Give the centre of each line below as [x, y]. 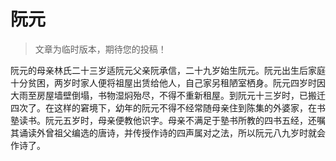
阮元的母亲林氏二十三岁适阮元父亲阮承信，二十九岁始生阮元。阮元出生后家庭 [168, 70]
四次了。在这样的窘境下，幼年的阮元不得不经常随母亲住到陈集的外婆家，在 [163, 107]
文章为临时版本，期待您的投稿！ [100, 49]
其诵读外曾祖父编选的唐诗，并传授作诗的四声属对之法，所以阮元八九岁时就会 [168, 132]
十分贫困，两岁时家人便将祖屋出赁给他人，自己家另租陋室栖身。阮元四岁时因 [168, 82]
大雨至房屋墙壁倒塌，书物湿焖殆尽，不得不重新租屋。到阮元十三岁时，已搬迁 [168, 95]
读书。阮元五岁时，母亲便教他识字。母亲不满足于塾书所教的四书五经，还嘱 [172, 120]
